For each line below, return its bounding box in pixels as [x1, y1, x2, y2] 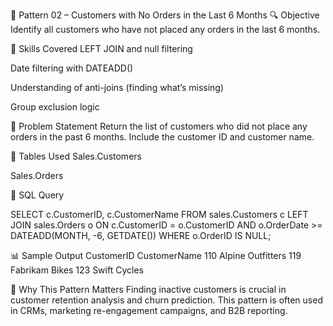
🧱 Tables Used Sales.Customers [10, 150, 142, 162]
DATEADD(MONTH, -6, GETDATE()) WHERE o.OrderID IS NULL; [10, 230, 272, 241]
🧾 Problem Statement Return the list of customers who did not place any [10, 120, 308, 132]
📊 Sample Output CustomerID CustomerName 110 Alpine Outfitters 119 [10, 250, 302, 261]
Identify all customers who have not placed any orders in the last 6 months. [10, 24, 321, 35]
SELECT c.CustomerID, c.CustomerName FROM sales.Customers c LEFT [10, 209, 309, 220]
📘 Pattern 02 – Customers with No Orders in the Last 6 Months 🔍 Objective [10, 9, 320, 21]
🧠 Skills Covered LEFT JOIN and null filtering [10, 43, 193, 54]
